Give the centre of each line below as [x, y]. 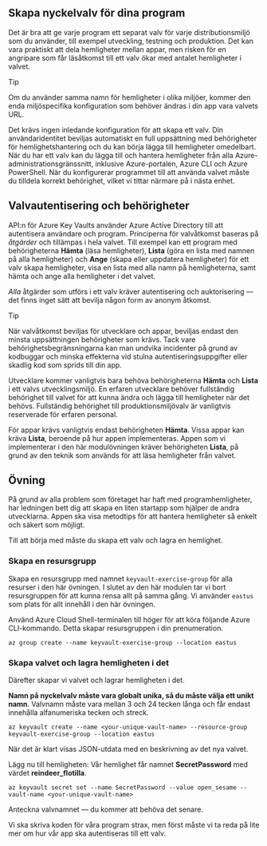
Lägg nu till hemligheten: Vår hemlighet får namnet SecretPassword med [128, 765]
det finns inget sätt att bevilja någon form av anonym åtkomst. [110, 300]
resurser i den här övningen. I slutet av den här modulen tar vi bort [117, 587]
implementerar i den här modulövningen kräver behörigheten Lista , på [124, 447]
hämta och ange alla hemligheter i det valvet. [82, 276]
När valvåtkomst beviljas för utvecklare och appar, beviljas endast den [124, 331]
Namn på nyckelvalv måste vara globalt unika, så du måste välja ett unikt [131, 696]
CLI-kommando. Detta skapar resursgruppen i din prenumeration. [116, 628]
